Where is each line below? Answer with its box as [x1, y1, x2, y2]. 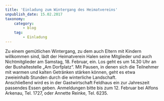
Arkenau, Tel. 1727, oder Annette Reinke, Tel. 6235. [5, 90, 108, 96]
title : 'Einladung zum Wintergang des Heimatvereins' [5, 7, 118, 12]
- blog [23, 26, 36, 31]
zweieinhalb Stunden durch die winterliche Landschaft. [5, 74, 117, 80]
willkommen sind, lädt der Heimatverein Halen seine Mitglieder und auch [5, 53, 152, 59]
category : [14, 21, 34, 26]
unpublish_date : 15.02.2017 [5, 12, 63, 17]
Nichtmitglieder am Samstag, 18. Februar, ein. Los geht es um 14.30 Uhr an [5, 59, 157, 65]
